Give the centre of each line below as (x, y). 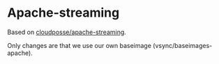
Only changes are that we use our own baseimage (80, 45)
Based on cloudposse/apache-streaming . (67, 32)
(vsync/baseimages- (183, 45)
